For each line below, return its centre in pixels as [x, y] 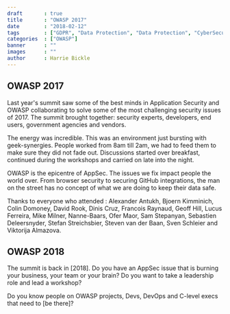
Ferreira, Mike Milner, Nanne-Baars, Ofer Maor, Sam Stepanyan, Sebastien [112, 215]
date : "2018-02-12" [47, 26]
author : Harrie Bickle [49, 58]
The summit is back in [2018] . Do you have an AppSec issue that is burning [113, 268]
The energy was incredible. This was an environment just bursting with [107, 137]
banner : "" [32, 45]
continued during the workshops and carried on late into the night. [101, 159]
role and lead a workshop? [44, 283]
